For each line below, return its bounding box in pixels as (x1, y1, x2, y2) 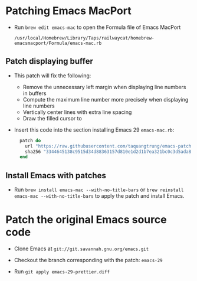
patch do (19, 138, 41, 143)
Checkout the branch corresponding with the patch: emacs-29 (14, 257, 163, 263)
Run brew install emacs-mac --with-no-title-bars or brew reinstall (14, 186, 184, 193)
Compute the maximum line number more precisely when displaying (22, 96, 189, 103)
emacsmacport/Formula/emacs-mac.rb (14, 40, 102, 46)
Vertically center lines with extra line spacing (22, 108, 132, 116)
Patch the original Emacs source (5, 213, 167, 227)
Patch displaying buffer (5, 56, 94, 66)
